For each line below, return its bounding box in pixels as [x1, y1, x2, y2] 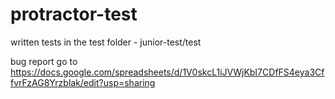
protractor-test [10, 3, 138, 26]
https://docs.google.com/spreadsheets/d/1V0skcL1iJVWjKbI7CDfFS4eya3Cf [10, 66, 325, 78]
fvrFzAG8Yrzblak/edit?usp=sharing [10, 76, 156, 88]
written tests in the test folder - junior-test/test [10, 36, 202, 48]
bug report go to [10, 55, 78, 67]
